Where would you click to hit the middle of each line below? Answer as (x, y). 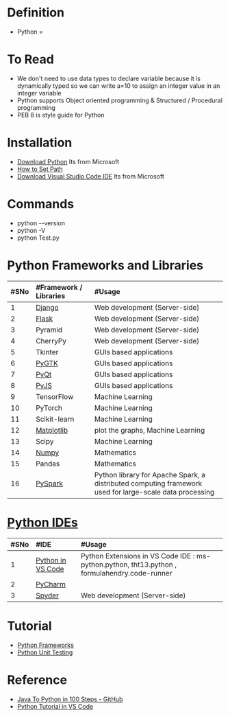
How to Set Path (40, 169)
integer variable (39, 93)
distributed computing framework (149, 483)
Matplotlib (52, 430)
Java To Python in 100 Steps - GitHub (70, 699)
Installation (40, 143)
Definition (36, 13)
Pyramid (49, 330)
